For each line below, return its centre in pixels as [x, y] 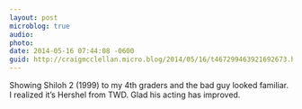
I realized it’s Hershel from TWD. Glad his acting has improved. [125, 95]
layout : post [34, 18]
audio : [22, 34]
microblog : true [40, 26]
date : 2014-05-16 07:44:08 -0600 [72, 51]
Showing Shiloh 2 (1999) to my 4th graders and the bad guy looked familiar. [149, 85]
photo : [22, 43]
